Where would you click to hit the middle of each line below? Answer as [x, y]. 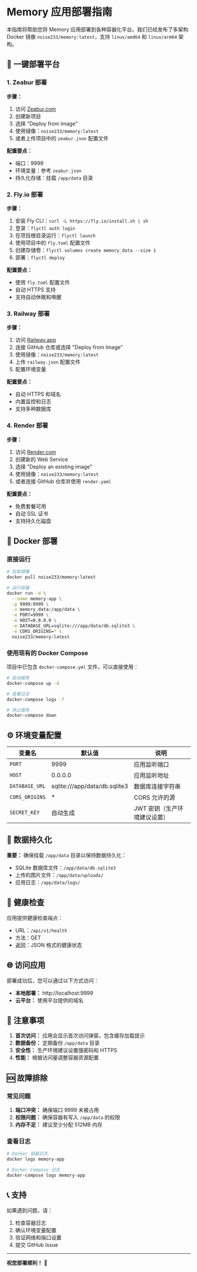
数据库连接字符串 [158, 786]
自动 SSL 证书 [32, 513]
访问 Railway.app [35, 340]
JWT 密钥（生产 [156, 809]
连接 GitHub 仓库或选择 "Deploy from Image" [69, 347]
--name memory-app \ [37, 599]
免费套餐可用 [30, 506]
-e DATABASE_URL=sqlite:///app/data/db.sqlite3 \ [73, 626]
